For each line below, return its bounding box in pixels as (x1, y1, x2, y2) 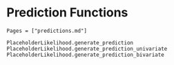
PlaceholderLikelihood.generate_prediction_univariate (6, 45, 168, 52)
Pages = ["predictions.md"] (6, 27, 88, 34)
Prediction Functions (6, 5, 128, 21)
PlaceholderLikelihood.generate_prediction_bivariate (6, 51, 165, 58)
